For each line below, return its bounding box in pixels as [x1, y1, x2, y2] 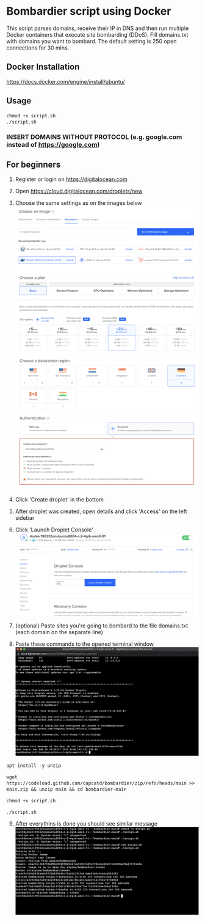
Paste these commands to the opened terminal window [15, 640, 154, 648]
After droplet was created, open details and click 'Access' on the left [15, 508, 187, 515]
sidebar [15, 514, 35, 522]
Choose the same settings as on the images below [15, 199, 142, 207]
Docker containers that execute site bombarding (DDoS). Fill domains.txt [6, 31, 189, 38]
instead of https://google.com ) [6, 141, 100, 149]
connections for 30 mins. [6, 44, 70, 51]
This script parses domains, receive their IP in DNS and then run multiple [6, 24, 189, 32]
